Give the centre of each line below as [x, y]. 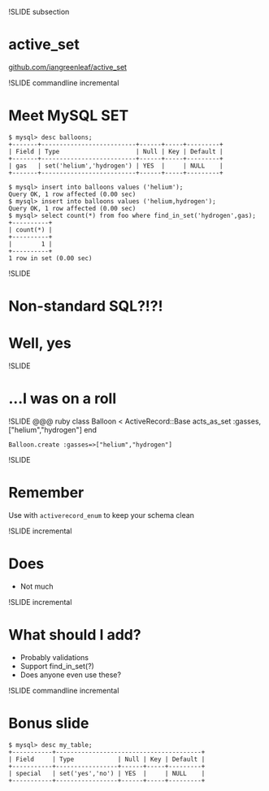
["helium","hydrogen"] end [53, 429]
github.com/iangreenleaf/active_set [68, 67]
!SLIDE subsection [39, 12]
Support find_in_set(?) [57, 666]
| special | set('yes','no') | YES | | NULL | [107, 773]
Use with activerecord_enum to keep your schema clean [102, 515]
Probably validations [54, 657]
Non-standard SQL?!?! [86, 306]
